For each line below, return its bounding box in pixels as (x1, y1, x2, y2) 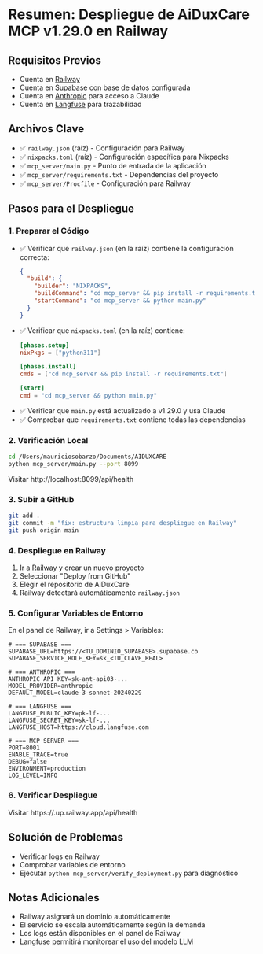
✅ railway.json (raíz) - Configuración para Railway (19, 143, 185, 153)
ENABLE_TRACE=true (8, 751, 68, 759)
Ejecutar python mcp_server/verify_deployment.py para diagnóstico (19, 868, 239, 878)
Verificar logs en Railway (19, 852, 100, 861)
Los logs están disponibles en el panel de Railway (19, 929, 181, 938)
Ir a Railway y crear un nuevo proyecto (19, 563, 144, 572)
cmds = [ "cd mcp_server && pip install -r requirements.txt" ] (19, 370, 228, 379)
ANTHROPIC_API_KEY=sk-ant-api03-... (8, 675, 128, 683)
